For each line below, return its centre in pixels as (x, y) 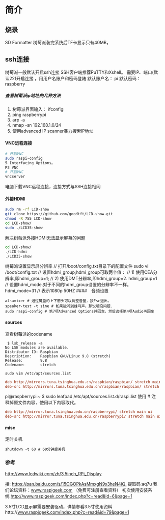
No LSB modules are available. (37, 347)
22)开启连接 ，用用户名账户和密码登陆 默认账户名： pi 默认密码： (75, 78)
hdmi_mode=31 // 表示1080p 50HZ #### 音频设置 (57, 291)
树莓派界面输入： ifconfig (38, 109)
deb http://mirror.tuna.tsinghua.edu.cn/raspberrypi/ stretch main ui (79, 412)
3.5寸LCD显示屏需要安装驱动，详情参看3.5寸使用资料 (59, 506)
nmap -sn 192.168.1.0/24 (37, 125)
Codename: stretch (30, 365)
